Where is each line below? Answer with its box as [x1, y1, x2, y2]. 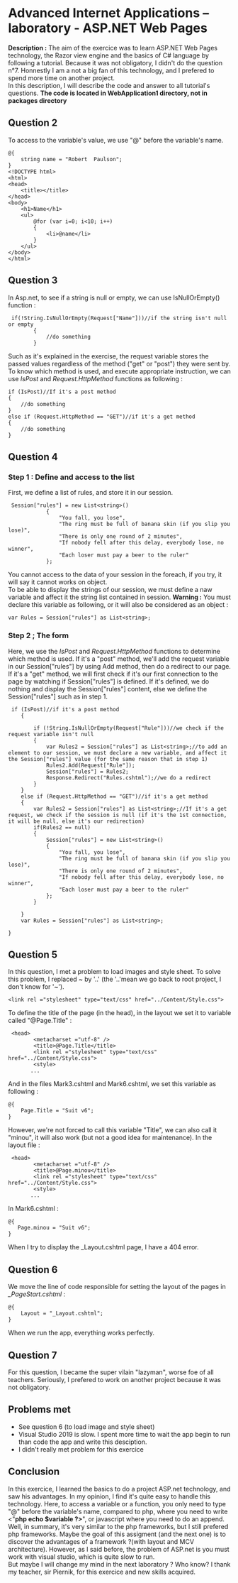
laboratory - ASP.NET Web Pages [8, 20, 208, 36]
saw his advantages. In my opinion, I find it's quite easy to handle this [8, 1492, 211, 1501]
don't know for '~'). [8, 982, 64, 991]
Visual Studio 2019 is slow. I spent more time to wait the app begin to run [18, 1430, 231, 1438]
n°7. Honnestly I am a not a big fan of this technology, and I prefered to [8, 66, 215, 75]
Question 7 [8, 1349, 57, 1361]
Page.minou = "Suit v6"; [17, 1225, 91, 1232]
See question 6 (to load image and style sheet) [18, 1422, 155, 1431]
